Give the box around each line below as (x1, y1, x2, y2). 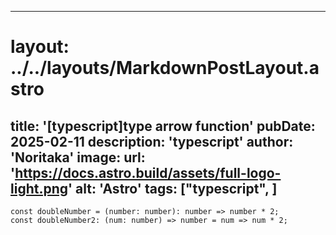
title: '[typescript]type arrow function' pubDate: (10, 117, 316, 135)
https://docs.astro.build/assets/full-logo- (14, 164, 282, 181)
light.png (10, 180, 69, 197)
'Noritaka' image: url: (10, 149, 146, 166)
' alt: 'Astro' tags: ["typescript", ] (68, 180, 278, 197)
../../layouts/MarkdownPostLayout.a (10, 57, 320, 80)
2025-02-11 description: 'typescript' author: (10, 133, 294, 150)
